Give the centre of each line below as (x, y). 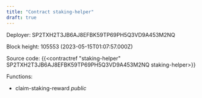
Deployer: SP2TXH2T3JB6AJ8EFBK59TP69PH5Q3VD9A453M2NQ (91, 34)
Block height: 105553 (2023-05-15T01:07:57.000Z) (70, 47)
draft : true (21, 18)
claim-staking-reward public (51, 88)
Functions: (20, 76)
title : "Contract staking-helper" (50, 12)
